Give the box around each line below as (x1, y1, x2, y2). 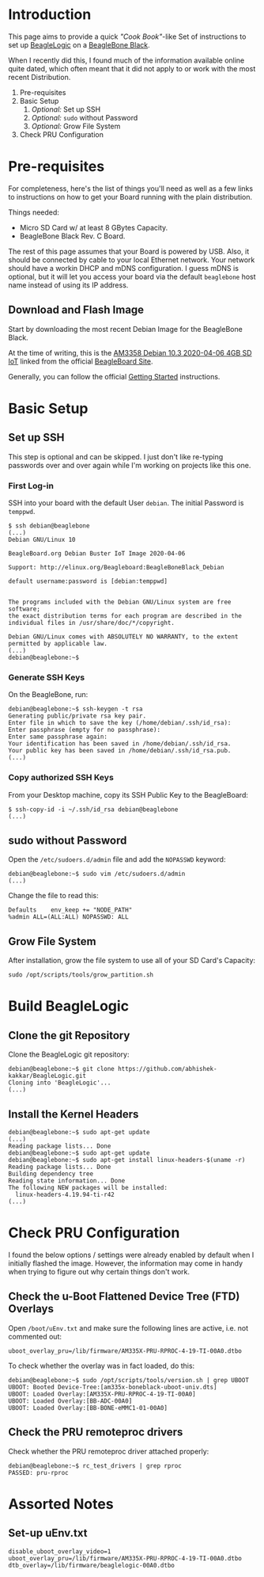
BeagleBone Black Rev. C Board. (19, 231, 126, 241)
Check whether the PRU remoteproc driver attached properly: (8, 1446, 209, 1456)
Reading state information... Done (8, 1177, 126, 1185)
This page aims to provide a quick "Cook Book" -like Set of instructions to (8, 32, 247, 41)
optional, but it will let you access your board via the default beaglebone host (8, 272, 256, 281)
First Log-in (8, 480, 54, 491)
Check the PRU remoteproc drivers (8, 1426, 183, 1439)
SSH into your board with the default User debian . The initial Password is (8, 497, 244, 508)
